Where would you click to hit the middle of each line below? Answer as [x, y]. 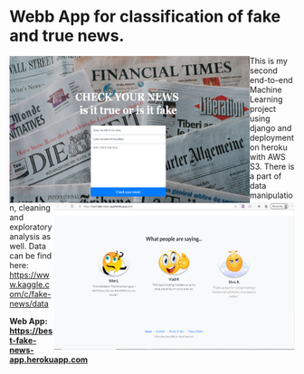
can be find [31, 256]
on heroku [269, 147]
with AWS [268, 156]
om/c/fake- [30, 294]
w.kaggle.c [29, 284]
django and [271, 127]
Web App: [28, 321]
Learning [266, 99]
